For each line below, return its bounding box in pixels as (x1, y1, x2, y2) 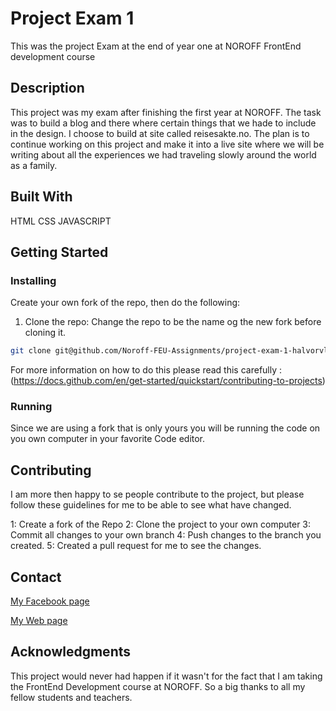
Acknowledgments (10, 643, 132, 661)
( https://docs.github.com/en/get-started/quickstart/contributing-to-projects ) (10, 375, 326, 387)
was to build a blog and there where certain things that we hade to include (10, 117, 317, 129)
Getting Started (10, 243, 109, 261)
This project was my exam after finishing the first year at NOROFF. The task (10, 106, 322, 118)
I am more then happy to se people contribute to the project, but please (10, 488, 305, 501)
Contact (10, 568, 62, 586)
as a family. (10, 159, 58, 171)
